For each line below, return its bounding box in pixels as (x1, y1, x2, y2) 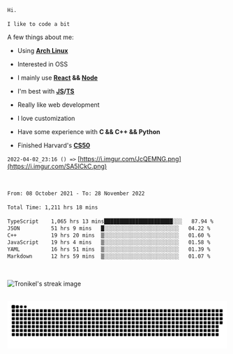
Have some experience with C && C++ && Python (17, 128, 160, 135)
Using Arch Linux (17, 47, 68, 54)
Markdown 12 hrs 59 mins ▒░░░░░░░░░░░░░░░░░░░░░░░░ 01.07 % (7, 253, 211, 260)
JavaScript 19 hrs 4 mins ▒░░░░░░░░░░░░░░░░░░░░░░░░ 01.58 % (7, 239, 211, 246)
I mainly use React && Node (17, 73, 98, 82)
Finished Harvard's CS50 (17, 141, 91, 149)
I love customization (17, 115, 75, 122)
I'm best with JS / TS (17, 87, 75, 95)
